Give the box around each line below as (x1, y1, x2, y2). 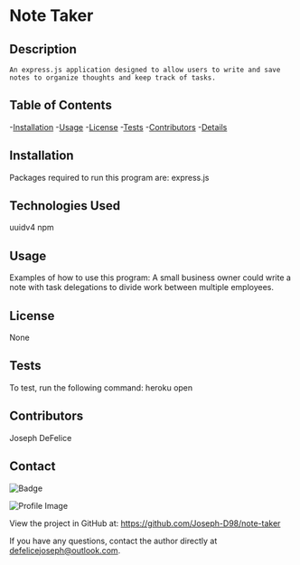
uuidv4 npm (9, 222, 54, 233)
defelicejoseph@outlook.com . (9, 544, 121, 556)
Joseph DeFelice (9, 432, 72, 443)
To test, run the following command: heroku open (9, 381, 193, 393)
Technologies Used (9, 198, 120, 213)
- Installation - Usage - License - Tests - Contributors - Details (9, 121, 228, 132)
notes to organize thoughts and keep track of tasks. (9, 73, 217, 82)
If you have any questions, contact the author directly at (9, 535, 218, 546)
